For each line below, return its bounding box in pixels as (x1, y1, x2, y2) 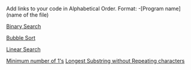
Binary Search (6, 23, 41, 30)
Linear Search (6, 46, 41, 53)
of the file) (23, 11, 49, 18)
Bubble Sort (6, 34, 36, 41)
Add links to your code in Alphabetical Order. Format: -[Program (6, 5, 164, 12)
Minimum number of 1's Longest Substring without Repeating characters (6, 58, 185, 64)
